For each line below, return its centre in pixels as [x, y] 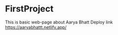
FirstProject [29, 9]
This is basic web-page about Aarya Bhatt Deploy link [59, 22]
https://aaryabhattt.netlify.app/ [36, 27]
